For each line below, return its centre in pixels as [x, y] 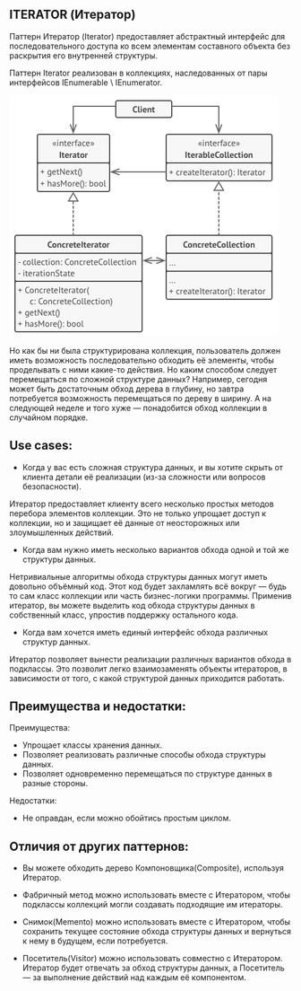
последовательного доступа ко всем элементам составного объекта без [150, 46]
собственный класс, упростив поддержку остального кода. [124, 615]
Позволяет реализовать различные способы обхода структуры [144, 755]
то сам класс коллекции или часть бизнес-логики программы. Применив [150, 595]
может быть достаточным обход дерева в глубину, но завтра [127, 389]
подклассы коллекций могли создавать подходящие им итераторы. [152, 905]
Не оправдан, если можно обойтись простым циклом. [126, 818]
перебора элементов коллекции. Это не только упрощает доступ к [138, 513]
